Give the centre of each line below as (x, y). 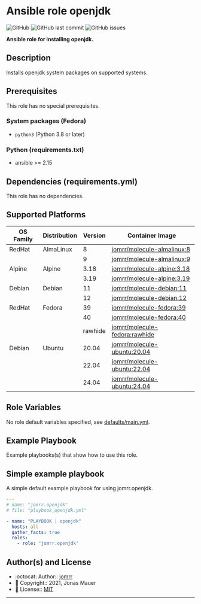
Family (23, 239)
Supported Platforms (46, 215)
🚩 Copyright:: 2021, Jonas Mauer (55, 583)
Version (94, 235)
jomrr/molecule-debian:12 (149, 298)
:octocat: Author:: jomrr (44, 576)
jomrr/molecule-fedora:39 (149, 308)
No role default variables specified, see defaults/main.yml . (78, 422)
